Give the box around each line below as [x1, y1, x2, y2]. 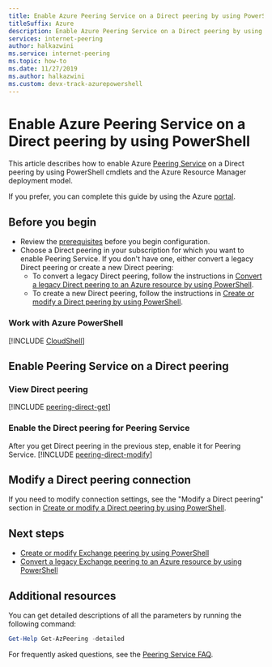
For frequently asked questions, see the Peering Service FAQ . [8, 649, 214, 659]
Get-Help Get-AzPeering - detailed [8, 635, 125, 643]
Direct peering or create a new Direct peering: [19, 263, 174, 273]
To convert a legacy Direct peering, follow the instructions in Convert [32, 271, 262, 281]
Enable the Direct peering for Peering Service [8, 423, 190, 434]
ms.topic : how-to [8, 58, 67, 66]
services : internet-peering [8, 34, 104, 43]
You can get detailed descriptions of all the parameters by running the [8, 610, 242, 620]
